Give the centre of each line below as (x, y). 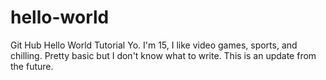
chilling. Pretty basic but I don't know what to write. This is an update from (163, 55)
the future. (32, 66)
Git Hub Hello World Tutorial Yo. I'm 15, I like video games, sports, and (154, 45)
